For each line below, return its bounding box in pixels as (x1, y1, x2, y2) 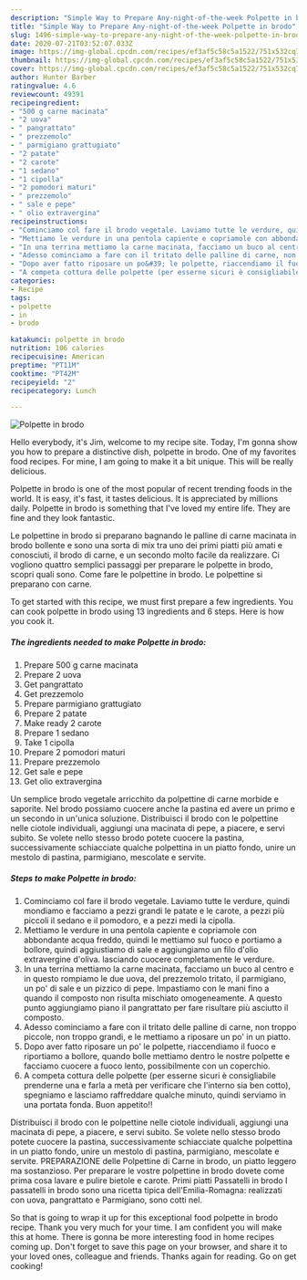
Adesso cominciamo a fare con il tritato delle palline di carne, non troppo (23, 1022, 297, 1033)
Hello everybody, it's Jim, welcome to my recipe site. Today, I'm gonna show (10, 437, 298, 448)
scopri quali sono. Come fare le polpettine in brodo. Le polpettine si (10, 569, 263, 580)
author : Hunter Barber (10, 73, 97, 82)
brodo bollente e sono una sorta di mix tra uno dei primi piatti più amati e (10, 540, 283, 551)
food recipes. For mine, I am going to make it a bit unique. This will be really (10, 456, 294, 467)
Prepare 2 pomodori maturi (23, 747, 126, 758)
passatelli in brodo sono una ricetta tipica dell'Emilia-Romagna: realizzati (10, 1185, 283, 1196)
